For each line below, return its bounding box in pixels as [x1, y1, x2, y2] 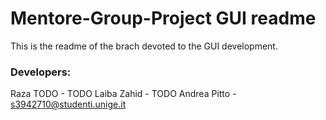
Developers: [10, 65, 72, 79]
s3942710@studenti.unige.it [10, 98, 127, 111]
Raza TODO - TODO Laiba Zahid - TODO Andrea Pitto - [10, 88, 237, 100]
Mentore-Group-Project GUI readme [10, 7, 317, 30]
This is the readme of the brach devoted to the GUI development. [10, 40, 278, 52]
